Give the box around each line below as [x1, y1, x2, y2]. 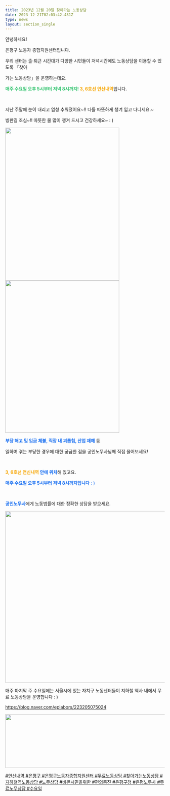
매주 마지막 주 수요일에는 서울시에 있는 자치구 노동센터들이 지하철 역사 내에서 [5, 688, 157, 694]
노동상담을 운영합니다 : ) [10, 694, 58, 700]
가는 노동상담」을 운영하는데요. [5, 75, 67, 81]
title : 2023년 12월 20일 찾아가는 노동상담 [5, 7, 87, 13]
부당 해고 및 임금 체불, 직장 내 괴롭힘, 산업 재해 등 [5, 438, 100, 444]
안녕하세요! [5, 36, 27, 42]
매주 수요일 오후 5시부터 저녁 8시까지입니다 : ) [5, 480, 95, 486]
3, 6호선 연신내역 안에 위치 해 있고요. [5, 469, 76, 476]
